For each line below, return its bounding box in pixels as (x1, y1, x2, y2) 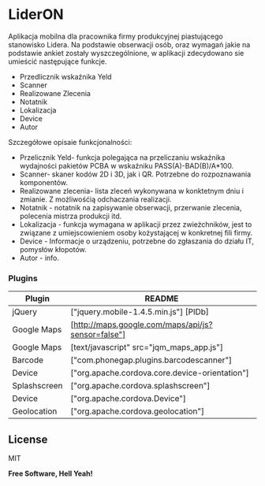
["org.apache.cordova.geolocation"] (70, 406, 205, 417)
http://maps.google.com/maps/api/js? (73, 319, 213, 330)
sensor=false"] (70, 329, 126, 340)
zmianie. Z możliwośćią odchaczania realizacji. (19, 195, 172, 204)
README (144, 293, 179, 304)
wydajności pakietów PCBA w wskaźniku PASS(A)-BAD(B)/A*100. (19, 161, 234, 170)
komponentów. (19, 177, 69, 187)
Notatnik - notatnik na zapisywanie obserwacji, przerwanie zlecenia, (19, 202, 242, 212)
